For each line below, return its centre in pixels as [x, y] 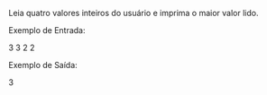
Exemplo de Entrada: [47, 30]
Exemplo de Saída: [43, 65]
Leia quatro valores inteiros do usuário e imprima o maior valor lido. [133, 13]
